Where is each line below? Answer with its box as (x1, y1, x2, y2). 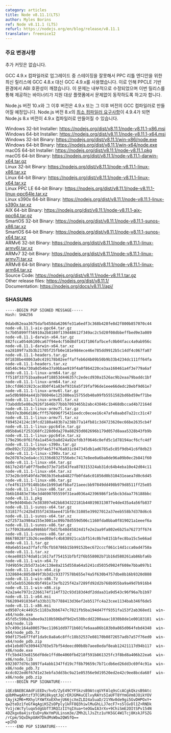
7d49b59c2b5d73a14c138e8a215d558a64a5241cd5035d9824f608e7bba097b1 (5, 563, 152, 568)
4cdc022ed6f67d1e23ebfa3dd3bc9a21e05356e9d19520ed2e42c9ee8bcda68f (5, 670, 152, 675)
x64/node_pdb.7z (5, 630, 40, 635)
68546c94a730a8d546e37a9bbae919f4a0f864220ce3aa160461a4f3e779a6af (5, 366, 152, 371)
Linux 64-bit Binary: (5, 174, 47, 181)
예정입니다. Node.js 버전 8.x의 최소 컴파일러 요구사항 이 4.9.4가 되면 (14, 109, 151, 115)
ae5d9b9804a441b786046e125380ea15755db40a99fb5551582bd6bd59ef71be (5, 392, 152, 398)
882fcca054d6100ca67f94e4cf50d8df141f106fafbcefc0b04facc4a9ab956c (5, 339, 152, 344)
